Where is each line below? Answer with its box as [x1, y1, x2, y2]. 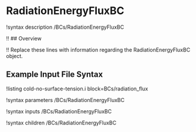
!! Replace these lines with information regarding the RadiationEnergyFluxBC [6, 46, 191, 53]
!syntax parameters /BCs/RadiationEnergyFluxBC [6, 96, 125, 103]
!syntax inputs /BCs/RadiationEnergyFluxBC [6, 107, 112, 115]
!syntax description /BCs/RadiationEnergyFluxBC [6, 23, 124, 31]
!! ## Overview [6, 35, 42, 42]
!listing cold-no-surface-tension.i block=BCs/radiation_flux [6, 85, 148, 92]
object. [6, 52, 23, 59]
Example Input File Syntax [6, 69, 103, 80]
